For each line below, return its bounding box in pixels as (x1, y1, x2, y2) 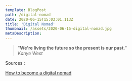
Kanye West (17, 50, 43, 56)
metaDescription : (5, 31, 42, 36)
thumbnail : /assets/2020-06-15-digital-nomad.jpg (5, 26, 112, 31)
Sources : (5, 60, 25, 66)
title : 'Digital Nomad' (5, 21, 56, 27)
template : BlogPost (5, 7, 47, 13)
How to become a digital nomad (5, 70, 72, 76)
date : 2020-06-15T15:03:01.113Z (5, 17, 73, 22)
